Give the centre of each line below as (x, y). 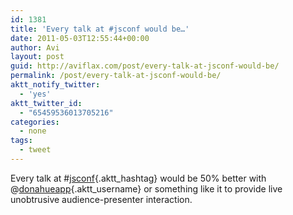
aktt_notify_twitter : (55, 85)
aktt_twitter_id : (46, 103)
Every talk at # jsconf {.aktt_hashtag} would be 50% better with (138, 178)
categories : (35, 122)
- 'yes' (35, 94)
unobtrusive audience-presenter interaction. (101, 199)
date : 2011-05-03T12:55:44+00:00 (80, 38)
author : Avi (35, 47)
